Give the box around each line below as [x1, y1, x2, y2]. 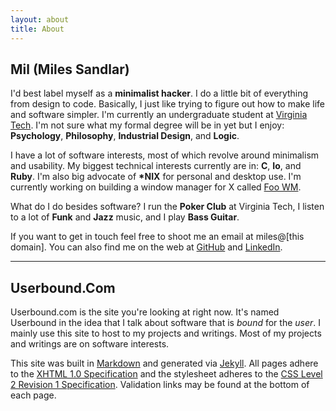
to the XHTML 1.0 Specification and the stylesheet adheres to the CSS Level [10, 368, 323, 380]
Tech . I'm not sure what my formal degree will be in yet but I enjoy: [10, 119, 285, 131]
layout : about [10, 14, 70, 25]
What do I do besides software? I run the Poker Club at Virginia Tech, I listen [10, 201, 325, 213]
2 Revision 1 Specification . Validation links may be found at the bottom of [10, 379, 310, 391]
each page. [10, 389, 57, 401]
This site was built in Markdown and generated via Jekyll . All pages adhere [10, 357, 319, 370]
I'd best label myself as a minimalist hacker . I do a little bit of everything [10, 87, 309, 100]
